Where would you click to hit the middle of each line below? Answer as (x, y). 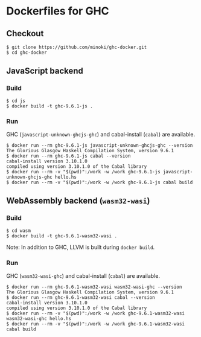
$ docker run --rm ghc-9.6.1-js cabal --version (69, 156)
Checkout (25, 34)
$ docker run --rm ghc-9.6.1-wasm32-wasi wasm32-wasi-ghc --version (94, 287)
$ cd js (16, 101)
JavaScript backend (45, 71)
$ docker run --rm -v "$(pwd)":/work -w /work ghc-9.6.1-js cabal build (100, 182)
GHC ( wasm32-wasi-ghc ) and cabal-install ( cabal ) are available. (83, 275)
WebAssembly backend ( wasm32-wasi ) (78, 201)
